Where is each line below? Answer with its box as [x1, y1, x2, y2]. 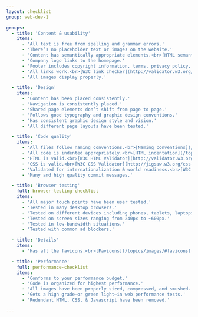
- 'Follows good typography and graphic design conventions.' [21, 112, 178, 118]
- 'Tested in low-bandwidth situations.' [21, 221, 126, 227]
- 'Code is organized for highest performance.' [21, 280, 144, 286]
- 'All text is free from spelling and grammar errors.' [21, 41, 165, 47]
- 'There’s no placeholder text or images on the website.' [21, 47, 173, 53]
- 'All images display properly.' [21, 74, 107, 80]
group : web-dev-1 [6, 14, 49, 20]
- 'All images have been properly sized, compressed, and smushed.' [21, 286, 194, 292]
